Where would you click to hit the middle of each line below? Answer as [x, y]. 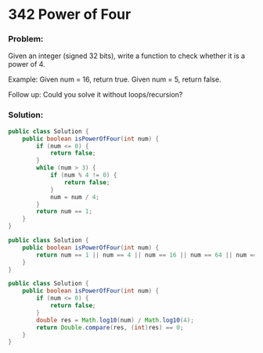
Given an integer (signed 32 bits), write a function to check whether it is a [126, 56]
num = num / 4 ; [75, 197]
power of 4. [27, 64]
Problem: [26, 39]
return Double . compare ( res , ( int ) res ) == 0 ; [110, 327]
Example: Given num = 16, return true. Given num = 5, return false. [115, 79]
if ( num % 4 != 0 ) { [83, 175]
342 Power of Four [70, 15]
